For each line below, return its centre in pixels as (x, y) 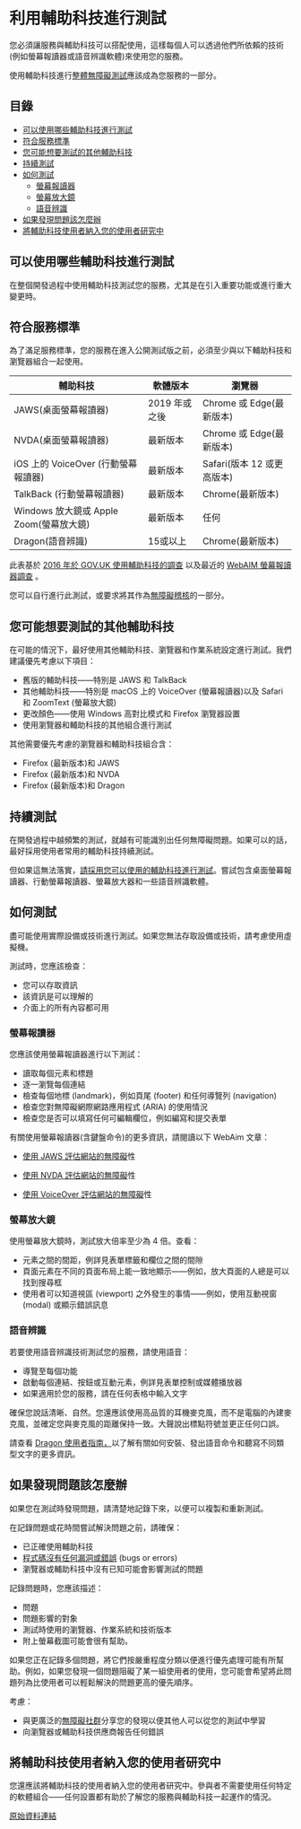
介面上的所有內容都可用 (65, 1007)
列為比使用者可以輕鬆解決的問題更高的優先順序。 (107, 1682)
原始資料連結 (33, 1816)
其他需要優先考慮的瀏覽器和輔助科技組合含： (92, 744)
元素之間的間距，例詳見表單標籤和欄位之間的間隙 (112, 1260)
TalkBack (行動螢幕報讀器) (69, 494)
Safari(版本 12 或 (239, 464)
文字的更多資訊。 (48, 1454)
